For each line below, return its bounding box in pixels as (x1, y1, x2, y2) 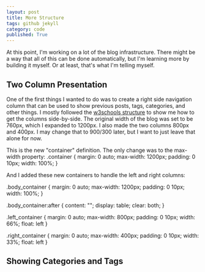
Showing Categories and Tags (6, 256, 124, 266)
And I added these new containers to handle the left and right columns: (6, 171, 185, 178)
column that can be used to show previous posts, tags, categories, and (6, 102, 185, 109)
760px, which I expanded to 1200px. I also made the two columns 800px (6, 121, 190, 129)
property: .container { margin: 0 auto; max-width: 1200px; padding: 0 (21, 153, 196, 160)
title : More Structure (6, 15, 64, 21)
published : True (6, 32, 48, 38)
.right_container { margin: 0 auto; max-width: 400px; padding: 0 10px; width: (6, 232, 199, 239)
